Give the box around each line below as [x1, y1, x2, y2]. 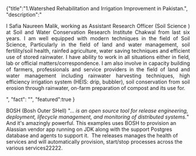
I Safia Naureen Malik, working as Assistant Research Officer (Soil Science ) [6, 23, 190, 29]
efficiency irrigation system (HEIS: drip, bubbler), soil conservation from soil [6, 78, 190, 85]
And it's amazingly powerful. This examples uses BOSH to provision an [6, 120, 177, 126]
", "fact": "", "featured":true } [6, 96, 75, 103]
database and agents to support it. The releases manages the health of [6, 132, 178, 139]
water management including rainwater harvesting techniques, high [6, 72, 190, 79]
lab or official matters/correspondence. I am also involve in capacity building [6, 60, 190, 67]
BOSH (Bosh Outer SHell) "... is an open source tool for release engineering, [6, 108, 188, 114]
